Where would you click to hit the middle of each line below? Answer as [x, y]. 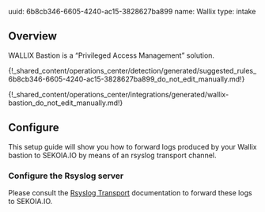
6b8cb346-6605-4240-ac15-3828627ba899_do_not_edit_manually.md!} [127, 79]
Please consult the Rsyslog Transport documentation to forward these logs [130, 192]
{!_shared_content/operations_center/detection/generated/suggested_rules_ [132, 70]
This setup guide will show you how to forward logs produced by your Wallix [132, 146]
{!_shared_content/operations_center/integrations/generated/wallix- [119, 94]
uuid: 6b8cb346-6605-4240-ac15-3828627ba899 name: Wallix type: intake [132, 11]
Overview [33, 36]
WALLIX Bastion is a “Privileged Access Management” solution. [112, 55]
